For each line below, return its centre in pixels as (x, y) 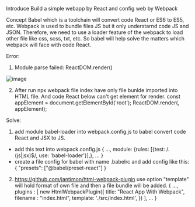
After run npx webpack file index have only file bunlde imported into (96, 90)
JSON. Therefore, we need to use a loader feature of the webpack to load (95, 32)
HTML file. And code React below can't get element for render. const (97, 96)
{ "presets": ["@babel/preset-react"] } (60, 168)
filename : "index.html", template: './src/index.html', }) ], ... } (86, 198)
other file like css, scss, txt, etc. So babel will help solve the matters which (95, 38)
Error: (13, 56)
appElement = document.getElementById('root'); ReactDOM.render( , (97, 103)
